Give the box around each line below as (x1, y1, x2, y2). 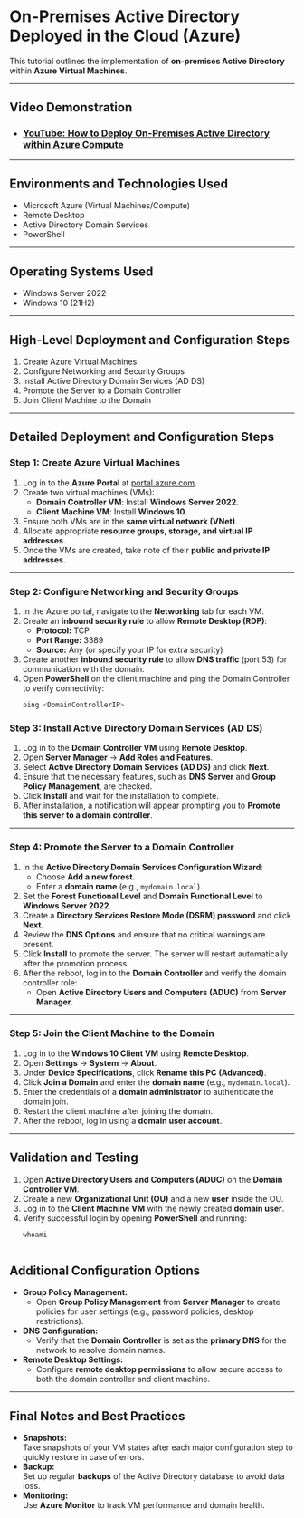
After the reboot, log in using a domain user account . (22, 1115, 223, 1126)
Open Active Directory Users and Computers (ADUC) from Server (35, 986, 287, 997)
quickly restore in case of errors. (22, 1452, 145, 1463)
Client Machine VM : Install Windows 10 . (35, 505, 188, 517)
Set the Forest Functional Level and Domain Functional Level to (22, 890, 263, 901)
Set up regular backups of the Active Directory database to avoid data (22, 1471, 285, 1482)
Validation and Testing (9, 1150, 138, 1166)
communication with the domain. (22, 664, 145, 675)
